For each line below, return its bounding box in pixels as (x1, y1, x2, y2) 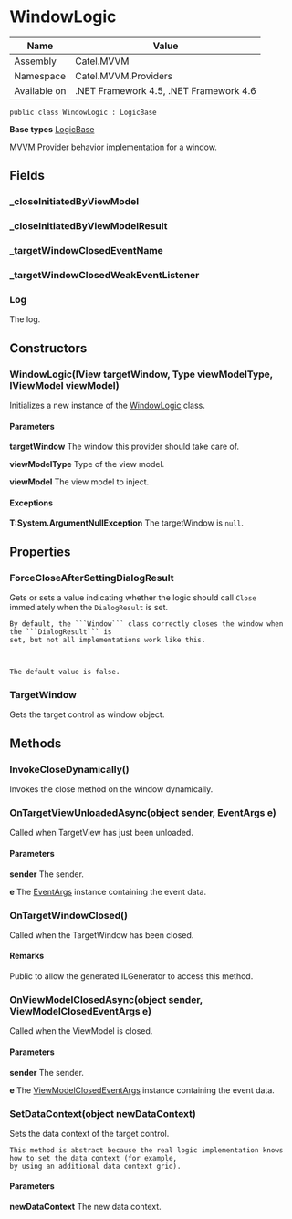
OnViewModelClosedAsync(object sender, (9, 994, 203, 1005)
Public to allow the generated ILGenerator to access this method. (9, 971, 254, 982)
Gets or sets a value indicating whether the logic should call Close (9, 592, 257, 603)
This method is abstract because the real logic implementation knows (9, 1145, 284, 1155)
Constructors (9, 340, 88, 356)
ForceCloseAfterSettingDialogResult (9, 571, 174, 584)
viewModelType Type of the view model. (9, 459, 165, 470)
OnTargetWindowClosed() (9, 909, 128, 922)
